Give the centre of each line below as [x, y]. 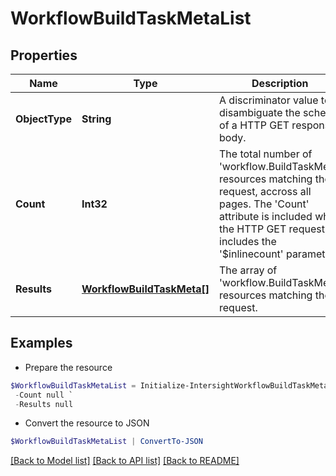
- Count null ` [44, 395]
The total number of [266, 154]
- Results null [44, 404]
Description [280, 83]
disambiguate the [260, 112]
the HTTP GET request [272, 229]
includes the [248, 241]
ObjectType [43, 119]
